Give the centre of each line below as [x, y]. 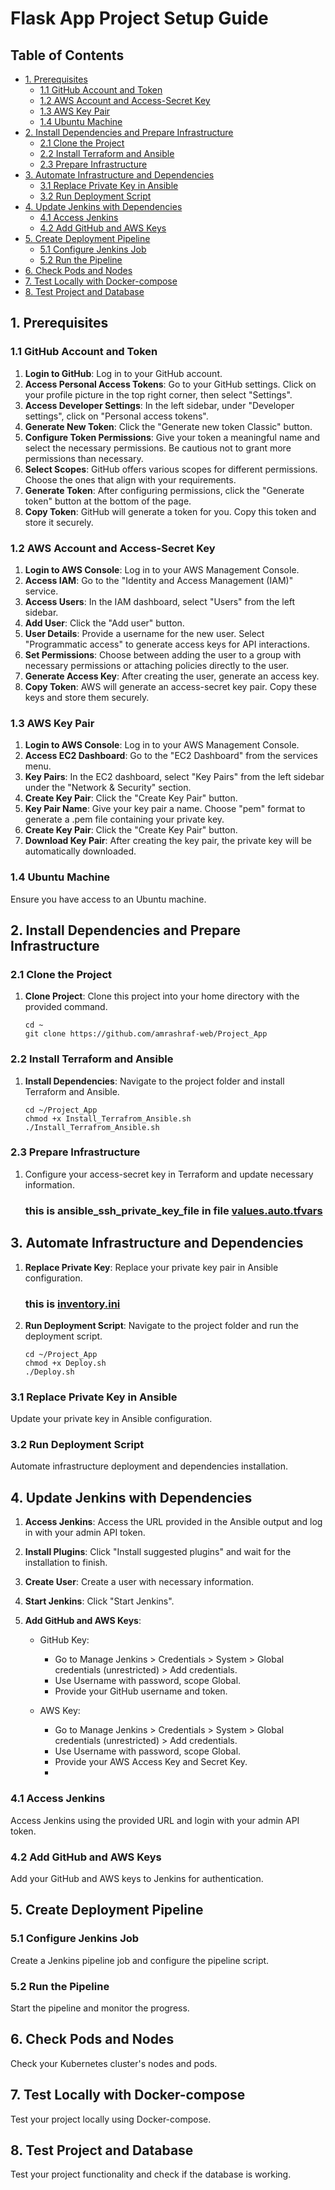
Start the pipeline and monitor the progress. [100, 2008]
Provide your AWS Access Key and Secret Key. [151, 1762]
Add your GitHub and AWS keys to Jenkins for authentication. [137, 1878]
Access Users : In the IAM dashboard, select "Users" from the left [160, 601]
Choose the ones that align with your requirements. [130, 479]
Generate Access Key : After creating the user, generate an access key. [172, 676]
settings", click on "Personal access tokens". [116, 416]
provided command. [66, 1007]
